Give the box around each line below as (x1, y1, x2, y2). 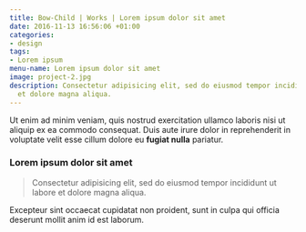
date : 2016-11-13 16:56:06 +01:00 (9, 22, 141, 31)
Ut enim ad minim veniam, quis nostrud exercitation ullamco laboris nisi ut (9, 115, 286, 126)
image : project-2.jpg (9, 73, 92, 82)
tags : (9, 47, 30, 56)
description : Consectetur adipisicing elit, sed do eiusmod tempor (9, 81, 271, 90)
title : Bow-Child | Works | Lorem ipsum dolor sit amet (9, 13, 226, 23)
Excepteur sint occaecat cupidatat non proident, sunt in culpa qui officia (9, 204, 280, 215)
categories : (9, 30, 55, 39)
